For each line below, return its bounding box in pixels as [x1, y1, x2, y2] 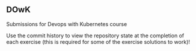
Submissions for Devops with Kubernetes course [6, 20, 127, 27]
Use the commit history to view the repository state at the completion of [6, 32, 185, 39]
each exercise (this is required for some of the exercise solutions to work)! [6, 38, 191, 45]
